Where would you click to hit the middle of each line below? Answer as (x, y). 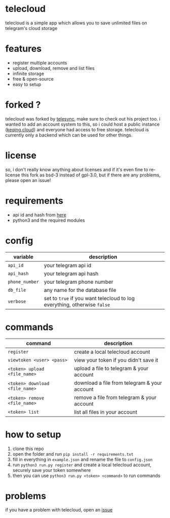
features (24, 49)
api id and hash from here (39, 215)
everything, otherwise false (77, 305)
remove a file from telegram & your (115, 397)
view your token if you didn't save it (116, 360)
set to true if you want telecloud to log (89, 298)
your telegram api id (68, 265)
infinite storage (28, 73)
